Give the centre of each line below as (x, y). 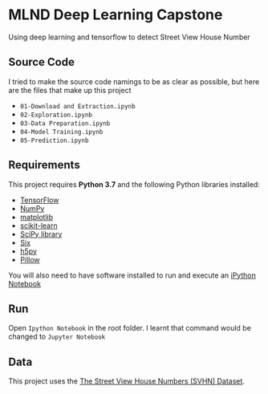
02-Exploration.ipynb (56, 115)
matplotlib (37, 217)
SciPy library (41, 234)
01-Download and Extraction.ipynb (77, 106)
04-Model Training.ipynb (61, 132)
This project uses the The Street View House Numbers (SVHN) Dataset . (126, 381)
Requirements (44, 165)
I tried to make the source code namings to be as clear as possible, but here (134, 81)
